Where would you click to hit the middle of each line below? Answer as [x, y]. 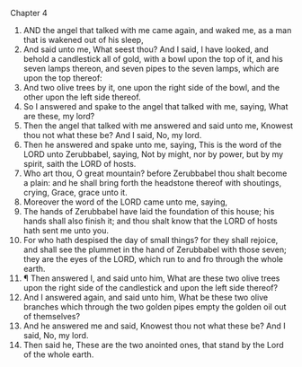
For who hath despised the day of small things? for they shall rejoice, [151, 240]
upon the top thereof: [62, 78]
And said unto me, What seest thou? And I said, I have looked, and [146, 49]
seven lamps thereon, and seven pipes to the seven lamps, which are [151, 68]
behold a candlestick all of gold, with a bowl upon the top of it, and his [153, 59]
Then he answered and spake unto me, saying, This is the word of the [152, 144]
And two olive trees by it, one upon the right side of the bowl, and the [151, 87]
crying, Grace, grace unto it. [75, 192]
